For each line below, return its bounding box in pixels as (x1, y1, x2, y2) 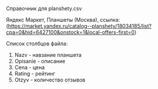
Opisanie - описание (14, 58, 66, 64)
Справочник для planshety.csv (6, 5, 82, 12)
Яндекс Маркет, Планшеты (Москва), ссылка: (6, 16, 120, 23)
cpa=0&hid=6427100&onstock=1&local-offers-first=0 (6, 29, 135, 36)
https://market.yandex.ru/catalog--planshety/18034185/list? (8, 23, 152, 29)
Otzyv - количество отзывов (14, 76, 86, 83)
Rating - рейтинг (14, 70, 56, 77)
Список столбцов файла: (6, 40, 68, 47)
